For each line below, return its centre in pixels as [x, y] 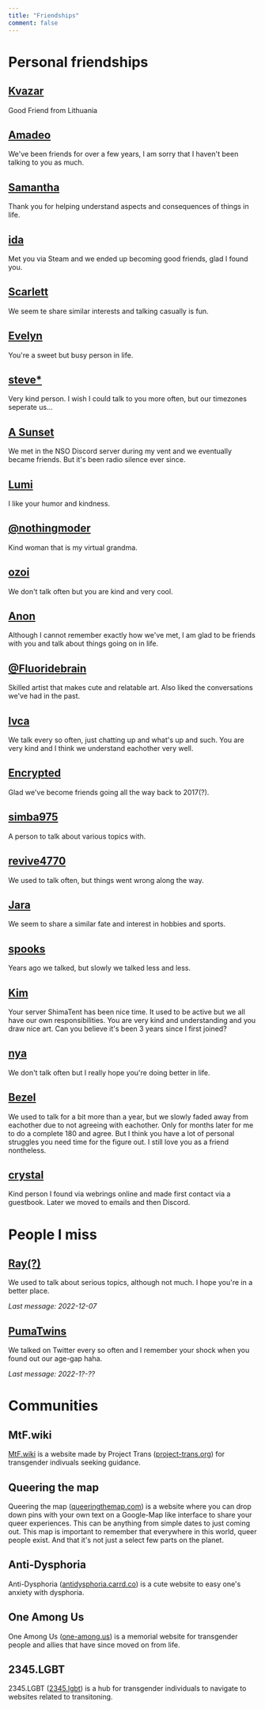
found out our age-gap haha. [55, 1358]
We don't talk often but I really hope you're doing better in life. [110, 1072]
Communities [53, 1406]
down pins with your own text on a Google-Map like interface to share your [130, 1515]
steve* [25, 379]
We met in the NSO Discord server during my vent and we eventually [120, 451]
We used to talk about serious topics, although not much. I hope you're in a [131, 1283]
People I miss [53, 1234]
